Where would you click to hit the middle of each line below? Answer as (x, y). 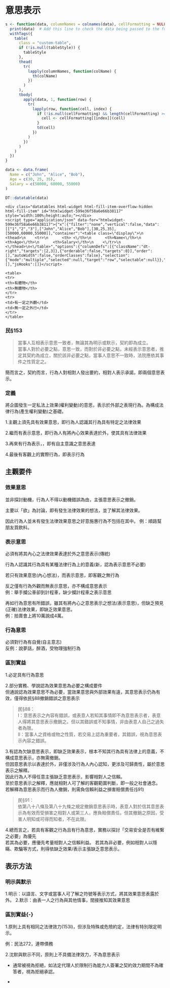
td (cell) (46, 128)
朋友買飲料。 (18, 527)
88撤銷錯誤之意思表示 (57, 698)
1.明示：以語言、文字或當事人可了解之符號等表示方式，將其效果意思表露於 (82, 894)
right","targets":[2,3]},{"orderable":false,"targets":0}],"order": (79, 251)
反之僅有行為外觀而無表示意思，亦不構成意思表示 (56, 586)
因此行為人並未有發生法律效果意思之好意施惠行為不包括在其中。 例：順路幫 (83, 521)
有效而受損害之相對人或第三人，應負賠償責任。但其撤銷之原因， (93, 812)
